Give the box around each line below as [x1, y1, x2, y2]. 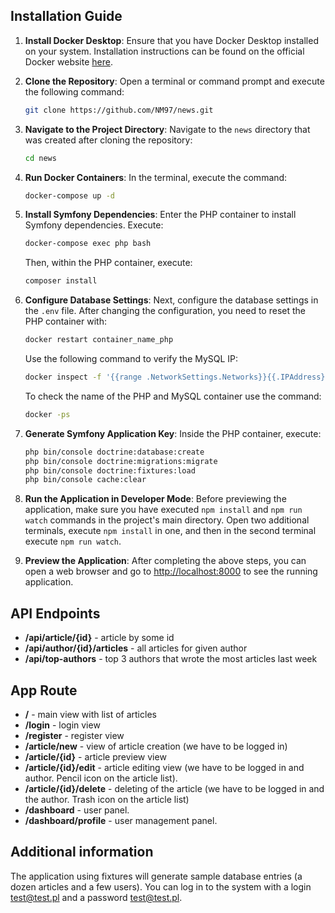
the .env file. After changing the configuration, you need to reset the [24, 305, 306, 317]
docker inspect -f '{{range [24, 372, 142, 383]
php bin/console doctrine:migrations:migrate [24, 456, 218, 466]
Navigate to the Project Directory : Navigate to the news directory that [24, 123, 311, 135]
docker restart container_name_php [24, 335, 174, 345]
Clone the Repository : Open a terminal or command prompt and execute [24, 75, 325, 87]
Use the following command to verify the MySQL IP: [24, 353, 239, 365]
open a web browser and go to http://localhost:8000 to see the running [24, 565, 318, 578]
